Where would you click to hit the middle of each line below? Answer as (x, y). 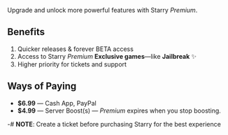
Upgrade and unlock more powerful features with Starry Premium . (102, 10)
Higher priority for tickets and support (72, 64)
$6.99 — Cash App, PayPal (57, 103)
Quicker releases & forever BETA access (76, 49)
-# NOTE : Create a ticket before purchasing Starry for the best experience (114, 124)
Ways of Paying (42, 86)
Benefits (26, 32)
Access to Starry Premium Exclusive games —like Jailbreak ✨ (107, 56)
